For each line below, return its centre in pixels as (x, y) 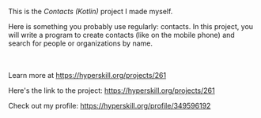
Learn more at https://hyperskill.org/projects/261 (87, 75)
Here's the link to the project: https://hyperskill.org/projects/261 (112, 90)
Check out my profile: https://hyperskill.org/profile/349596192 (110, 106)
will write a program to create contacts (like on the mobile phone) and (121, 35)
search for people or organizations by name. (80, 43)
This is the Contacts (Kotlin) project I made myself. (91, 11)
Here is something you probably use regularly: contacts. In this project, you (131, 26)
